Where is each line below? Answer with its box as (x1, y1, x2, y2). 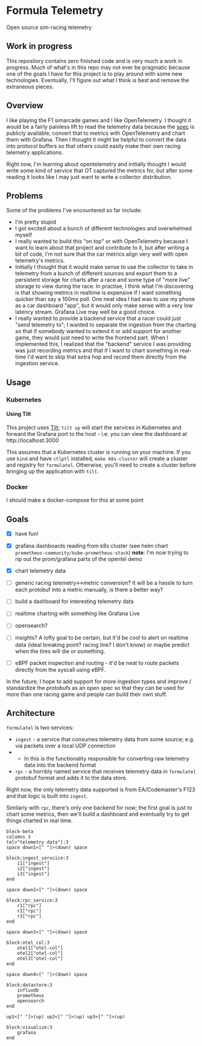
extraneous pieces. (6, 83, 54, 90)
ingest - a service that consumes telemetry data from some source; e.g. (14, 736, 195, 743)
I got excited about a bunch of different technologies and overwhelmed (14, 225, 192, 232)
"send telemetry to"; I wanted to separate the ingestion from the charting (14, 321, 196, 328)
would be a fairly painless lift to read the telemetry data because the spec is (6, 123, 195, 130)
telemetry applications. (6, 149, 63, 156)
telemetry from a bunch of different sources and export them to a (14, 270, 177, 277)
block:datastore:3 (6, 982, 52, 989)
